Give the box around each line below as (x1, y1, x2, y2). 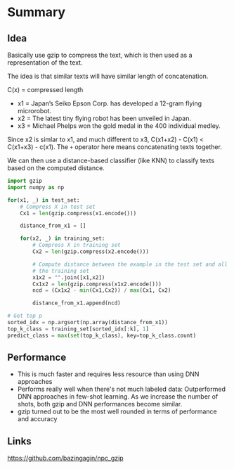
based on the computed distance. (7, 164, 105, 172)
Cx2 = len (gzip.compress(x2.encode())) (32, 248, 150, 255)
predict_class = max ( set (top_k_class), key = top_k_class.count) (7, 332, 197, 339)
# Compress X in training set (32, 242, 121, 249)
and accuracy (17, 415, 58, 423)
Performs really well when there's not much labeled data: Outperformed (17, 385, 226, 394)
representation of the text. (7, 58, 83, 67)
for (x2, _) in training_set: (20, 235, 105, 243)
